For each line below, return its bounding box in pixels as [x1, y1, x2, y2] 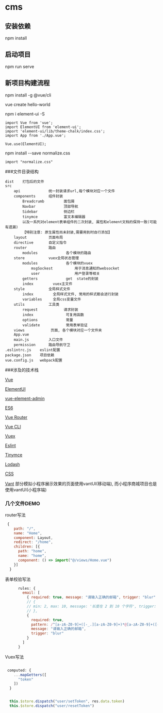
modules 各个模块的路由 [22, 250, 91, 255]
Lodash [5, 461, 20, 467]
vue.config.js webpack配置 [5, 358, 63, 363]
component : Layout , [14, 535, 53, 540]
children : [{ [14, 544, 40, 549]
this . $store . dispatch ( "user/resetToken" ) [9, 703, 95, 709]
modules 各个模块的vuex [22, 261, 93, 265]
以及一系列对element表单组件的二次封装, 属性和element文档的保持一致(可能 [22, 219, 157, 224]
